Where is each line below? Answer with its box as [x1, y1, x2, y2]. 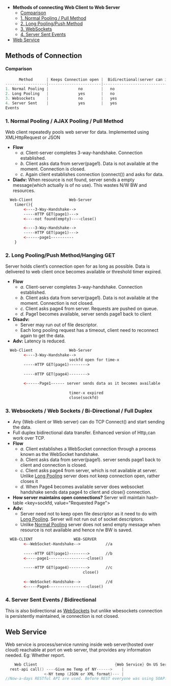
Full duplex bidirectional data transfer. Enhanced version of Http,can [12, 430, 156, 436]
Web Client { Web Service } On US [14, 662, 158, 667]
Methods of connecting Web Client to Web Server [12, 5, 121, 10]
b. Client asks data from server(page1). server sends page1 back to [20, 456, 161, 463]
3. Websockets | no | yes [5, 96, 117, 101]
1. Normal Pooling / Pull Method [20, 15, 87, 21]
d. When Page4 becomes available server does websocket [20, 483, 144, 490]
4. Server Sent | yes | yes [5, 100, 117, 106]
